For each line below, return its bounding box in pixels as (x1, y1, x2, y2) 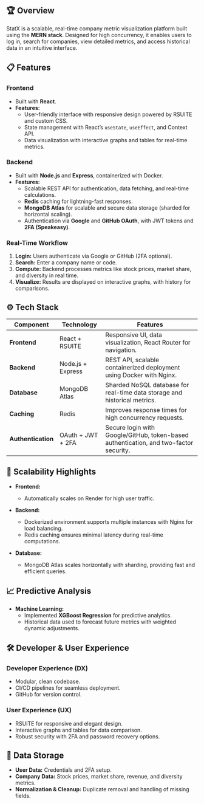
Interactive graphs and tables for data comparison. (15, 726, 143, 734)
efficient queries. (24, 568, 67, 575)
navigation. (105, 346, 137, 354)
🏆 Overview (6, 5, 55, 16)
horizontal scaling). (24, 210, 73, 218)
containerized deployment (105, 363, 180, 371)
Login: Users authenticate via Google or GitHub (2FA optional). (15, 252, 172, 260)
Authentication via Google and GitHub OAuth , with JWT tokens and (24, 217, 194, 224)
